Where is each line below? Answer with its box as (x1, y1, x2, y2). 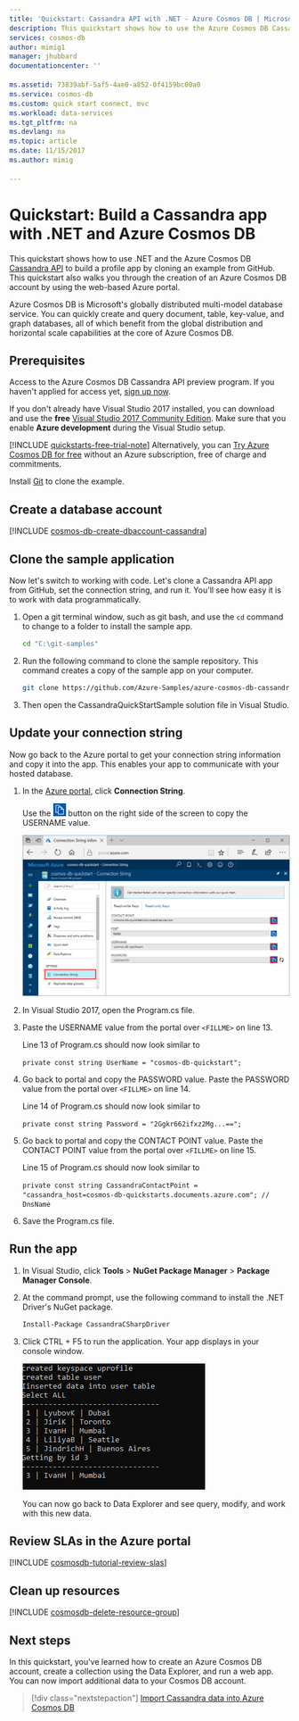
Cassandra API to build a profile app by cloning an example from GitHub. (9, 262, 276, 273)
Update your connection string (9, 726, 183, 741)
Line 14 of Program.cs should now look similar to (21, 1101, 200, 1111)
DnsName (21, 1200, 51, 1209)
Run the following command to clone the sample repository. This (21, 655, 259, 666)
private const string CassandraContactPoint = (21, 1181, 198, 1190)
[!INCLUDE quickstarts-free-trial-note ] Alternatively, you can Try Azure (9, 440, 270, 451)
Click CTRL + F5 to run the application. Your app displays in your (21, 1335, 260, 1347)
